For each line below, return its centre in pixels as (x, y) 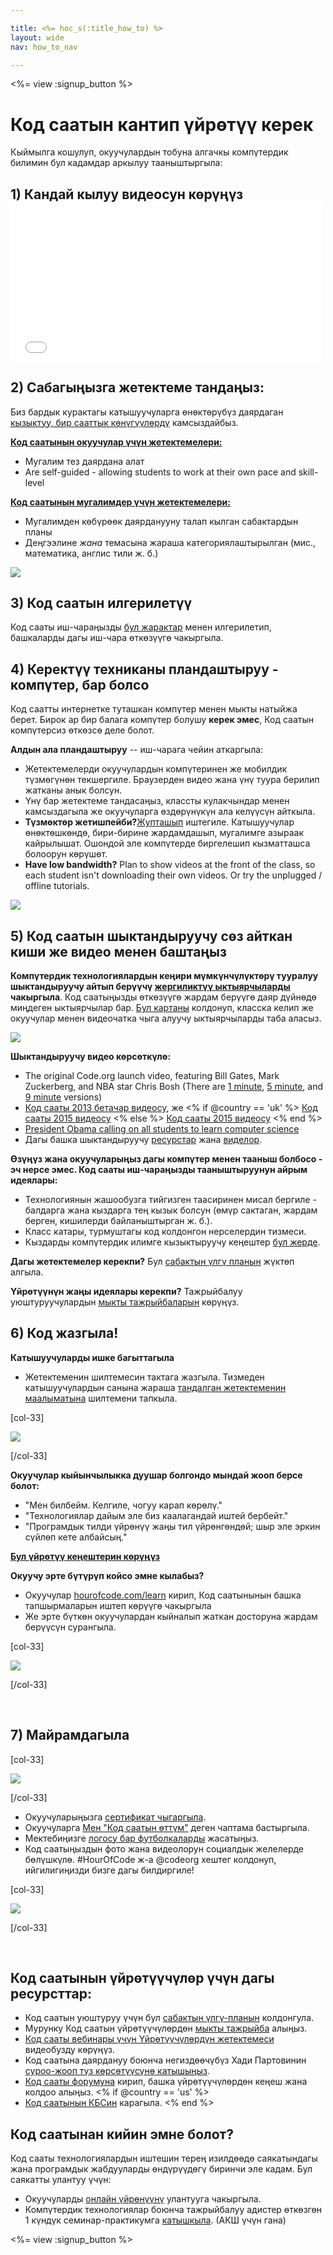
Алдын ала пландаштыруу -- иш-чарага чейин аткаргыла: (137, 750)
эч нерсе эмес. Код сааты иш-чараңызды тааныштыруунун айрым (159, 1169)
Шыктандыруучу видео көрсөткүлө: (91, 1056)
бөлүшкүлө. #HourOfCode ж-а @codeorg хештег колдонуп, (150, 1859)
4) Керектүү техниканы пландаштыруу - (144, 669)
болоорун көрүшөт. (66, 854)
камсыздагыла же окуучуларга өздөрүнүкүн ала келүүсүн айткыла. (170, 812)
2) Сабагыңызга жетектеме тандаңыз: (137, 387)
